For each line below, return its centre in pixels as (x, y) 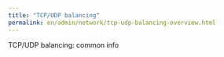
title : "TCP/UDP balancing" (54, 15)
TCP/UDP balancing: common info (64, 45)
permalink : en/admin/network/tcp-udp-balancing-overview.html (112, 23)
